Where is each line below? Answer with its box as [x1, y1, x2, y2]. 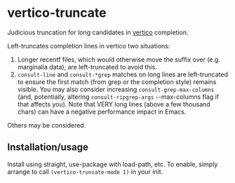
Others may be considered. [7, 121, 86, 129]
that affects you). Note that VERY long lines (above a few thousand [17, 100, 210, 108]
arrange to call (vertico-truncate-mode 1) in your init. [7, 167, 163, 176]
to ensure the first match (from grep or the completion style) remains [17, 77, 217, 86]
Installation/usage [7, 142, 89, 154]
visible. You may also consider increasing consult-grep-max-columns [17, 85, 215, 93]
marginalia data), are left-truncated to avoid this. [17, 62, 158, 71]
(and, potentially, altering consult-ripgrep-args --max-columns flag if [17, 93, 220, 101]
